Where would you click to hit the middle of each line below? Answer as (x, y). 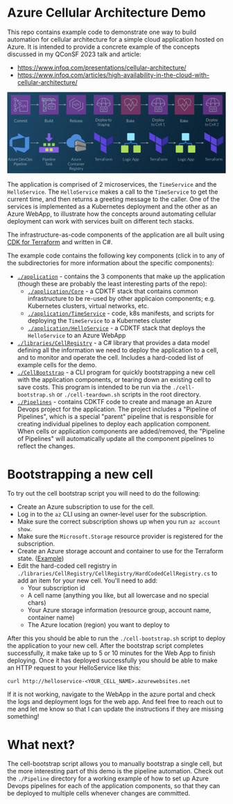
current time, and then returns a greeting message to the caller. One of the (114, 199)
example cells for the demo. (57, 365)
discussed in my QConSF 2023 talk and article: (74, 54)
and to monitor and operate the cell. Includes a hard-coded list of (110, 358)
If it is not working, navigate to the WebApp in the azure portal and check (112, 694)
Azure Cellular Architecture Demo (106, 13)
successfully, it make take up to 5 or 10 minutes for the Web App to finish (112, 653)
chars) (37, 603)
